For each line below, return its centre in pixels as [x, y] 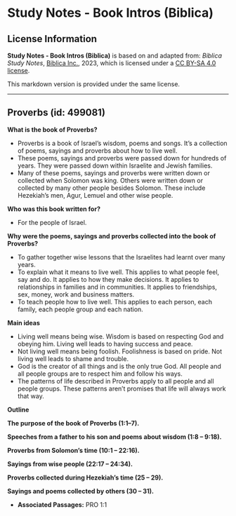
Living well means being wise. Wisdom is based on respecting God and [120, 336]
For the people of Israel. [52, 222]
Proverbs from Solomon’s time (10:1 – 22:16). [73, 450]
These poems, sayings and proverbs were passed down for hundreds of [122, 158]
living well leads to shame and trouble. [73, 358]
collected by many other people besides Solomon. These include [111, 188]
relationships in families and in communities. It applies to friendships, [117, 287]
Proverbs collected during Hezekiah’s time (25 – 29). [85, 477]
